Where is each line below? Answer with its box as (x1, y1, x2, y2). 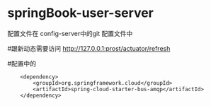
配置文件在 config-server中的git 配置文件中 (7, 29, 133, 37)
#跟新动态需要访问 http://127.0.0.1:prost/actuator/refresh (7, 44, 171, 52)
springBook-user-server (7, 5, 154, 21)
